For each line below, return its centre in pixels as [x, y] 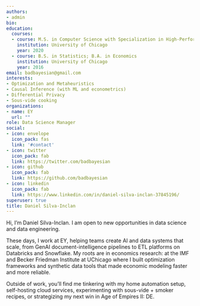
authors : [17, 12]
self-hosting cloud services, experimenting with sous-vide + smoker [90, 290]
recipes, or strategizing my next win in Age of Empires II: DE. [80, 296]
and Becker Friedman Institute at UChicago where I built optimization [90, 259]
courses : [22, 34]
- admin [16, 17]
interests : [20, 78]
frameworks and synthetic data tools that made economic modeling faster [97, 266]
